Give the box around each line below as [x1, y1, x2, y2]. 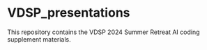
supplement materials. [7, 35, 71, 43]
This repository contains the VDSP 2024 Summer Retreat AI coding [7, 28, 200, 36]
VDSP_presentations [7, 5, 130, 21]
